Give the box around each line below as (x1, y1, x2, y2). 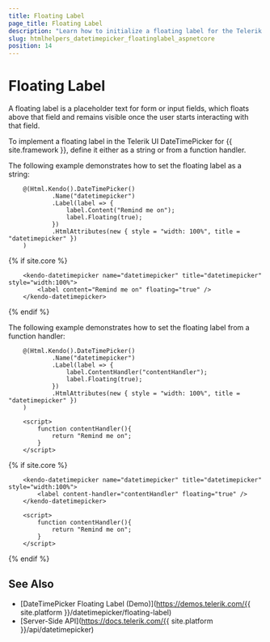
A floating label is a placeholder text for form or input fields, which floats (8, 104, 249, 113)
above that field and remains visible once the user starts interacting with (8, 113, 249, 122)
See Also (8, 577, 54, 591)
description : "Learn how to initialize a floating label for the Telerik (8, 27, 263, 35)
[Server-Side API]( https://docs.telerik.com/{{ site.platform (19, 616, 213, 626)
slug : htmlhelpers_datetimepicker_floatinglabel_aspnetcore (8, 34, 216, 43)
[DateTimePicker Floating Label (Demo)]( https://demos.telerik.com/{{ (19, 598, 251, 608)
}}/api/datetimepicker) (19, 624, 95, 634)
